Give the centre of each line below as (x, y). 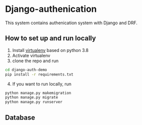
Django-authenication (51, 9)
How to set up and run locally (51, 38)
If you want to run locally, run (42, 84)
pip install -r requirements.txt (39, 74)
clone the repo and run (35, 61)
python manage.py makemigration (38, 93)
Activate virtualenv (31, 55)
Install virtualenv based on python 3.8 (50, 50)
